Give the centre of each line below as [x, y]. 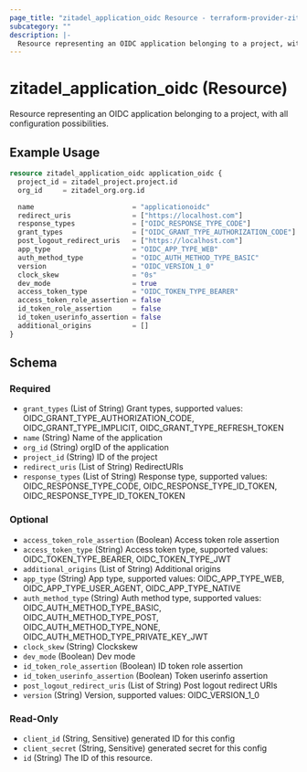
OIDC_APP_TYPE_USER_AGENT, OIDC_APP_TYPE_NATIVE [132, 588]
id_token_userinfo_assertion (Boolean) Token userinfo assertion [145, 675]
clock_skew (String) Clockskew [80, 646]
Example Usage [55, 152]
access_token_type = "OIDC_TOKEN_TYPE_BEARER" [128, 292]
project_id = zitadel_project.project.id [98, 182]
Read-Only [34, 718]
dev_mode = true [87, 283]
